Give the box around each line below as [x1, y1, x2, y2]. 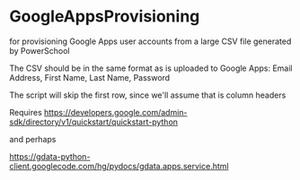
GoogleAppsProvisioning [9, 6, 200, 27]
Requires [9, 107, 42, 117]
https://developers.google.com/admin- [43, 107, 188, 117]
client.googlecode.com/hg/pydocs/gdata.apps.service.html [9, 160, 229, 171]
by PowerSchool [9, 45, 70, 56]
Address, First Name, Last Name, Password [9, 72, 171, 82]
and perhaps [9, 133, 57, 144]
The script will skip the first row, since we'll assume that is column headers [9, 90, 287, 100]
